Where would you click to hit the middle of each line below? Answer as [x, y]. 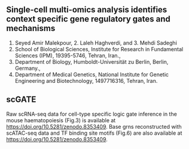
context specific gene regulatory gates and [88, 19]
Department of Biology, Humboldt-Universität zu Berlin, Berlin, [92, 61]
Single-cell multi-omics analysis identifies [87, 10]
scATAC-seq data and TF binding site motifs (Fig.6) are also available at [94, 133]
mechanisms [31, 28]
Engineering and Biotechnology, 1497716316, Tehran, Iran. [86, 80]
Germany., [28, 68]
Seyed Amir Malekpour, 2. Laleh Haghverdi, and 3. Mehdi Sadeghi [96, 43]
